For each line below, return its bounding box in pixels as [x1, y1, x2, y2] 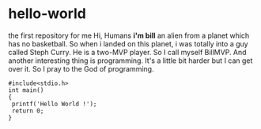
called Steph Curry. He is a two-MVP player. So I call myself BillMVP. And [8, 47, 247, 57]
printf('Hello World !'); [11, 100, 97, 108]
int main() [8, 86, 44, 94]
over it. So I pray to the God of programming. [8, 64, 154, 73]
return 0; [11, 107, 44, 115]
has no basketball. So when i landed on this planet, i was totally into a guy [8, 39, 248, 48]
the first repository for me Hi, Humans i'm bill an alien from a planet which [8, 31, 250, 40]
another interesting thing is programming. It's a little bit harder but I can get [8, 56, 253, 65]
